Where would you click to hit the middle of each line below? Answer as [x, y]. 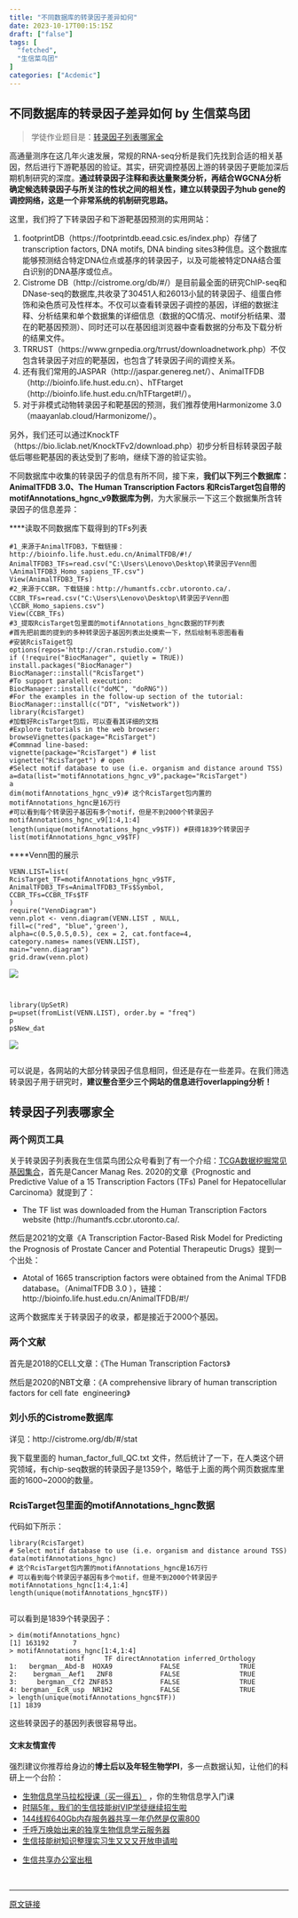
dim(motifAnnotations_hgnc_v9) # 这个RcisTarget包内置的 [110, 793]
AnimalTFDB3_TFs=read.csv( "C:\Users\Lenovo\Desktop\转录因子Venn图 [133, 564]
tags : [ [24, 42]
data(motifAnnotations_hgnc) [63, 1559]
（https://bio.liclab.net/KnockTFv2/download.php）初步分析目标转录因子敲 [146, 445]
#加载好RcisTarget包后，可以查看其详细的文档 [84, 721]
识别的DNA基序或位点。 [74, 271]
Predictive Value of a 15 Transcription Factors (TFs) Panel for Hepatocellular [148, 1182]
